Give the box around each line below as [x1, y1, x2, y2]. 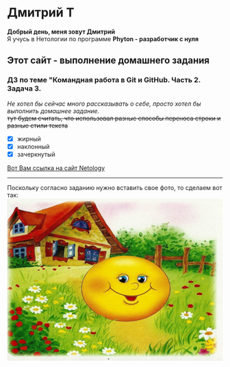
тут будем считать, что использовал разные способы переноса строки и [7, 114, 221, 122]
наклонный [16, 142, 50, 150]
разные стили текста [7, 121, 68, 130]
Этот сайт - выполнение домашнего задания [7, 55, 210, 67]
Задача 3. [7, 84, 42, 93]
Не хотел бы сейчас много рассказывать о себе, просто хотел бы [7, 99, 201, 108]
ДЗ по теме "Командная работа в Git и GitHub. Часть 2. [7, 75, 201, 85]
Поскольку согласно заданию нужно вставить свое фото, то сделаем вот [7, 183, 222, 191]
